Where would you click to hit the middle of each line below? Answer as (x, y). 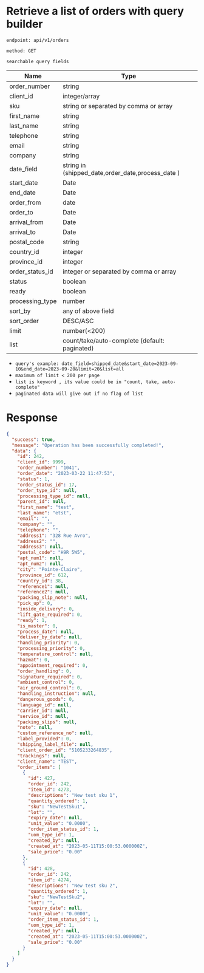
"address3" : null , (40, 547)
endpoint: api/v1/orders (38, 40)
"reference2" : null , (43, 592)
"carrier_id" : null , (43, 711)
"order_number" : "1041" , (49, 468)
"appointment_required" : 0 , (53, 665)
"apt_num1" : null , (40, 558)
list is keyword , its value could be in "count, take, (87, 382)
